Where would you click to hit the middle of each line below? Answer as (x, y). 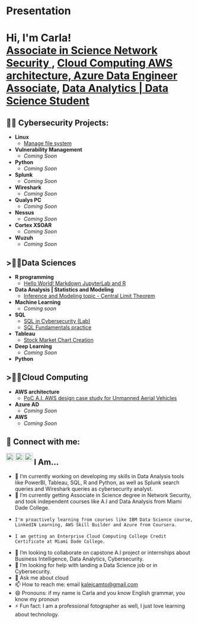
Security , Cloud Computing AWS (90, 63)
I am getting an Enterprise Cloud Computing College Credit (90, 537)
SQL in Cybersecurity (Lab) (57, 321)
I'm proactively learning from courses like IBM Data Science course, (104, 520)
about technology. (37, 615)
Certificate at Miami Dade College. (60, 542)
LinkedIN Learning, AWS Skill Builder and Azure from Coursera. (96, 525)
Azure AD (27, 404)
